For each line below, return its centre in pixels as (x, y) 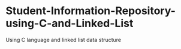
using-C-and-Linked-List (70, 23)
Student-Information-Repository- (91, 11)
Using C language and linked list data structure (63, 40)
